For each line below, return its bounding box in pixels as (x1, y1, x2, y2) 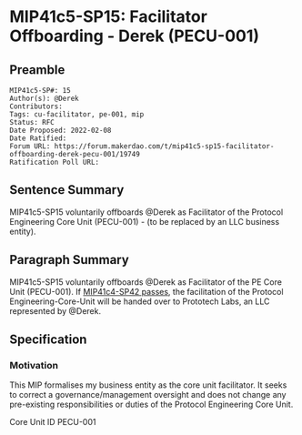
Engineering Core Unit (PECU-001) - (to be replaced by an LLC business (9, 216, 280, 227)
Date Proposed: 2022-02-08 (9, 126, 112, 135)
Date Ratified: (9, 134, 67, 143)
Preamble (9, 62, 65, 77)
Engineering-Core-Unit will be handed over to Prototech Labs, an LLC (9, 296, 270, 307)
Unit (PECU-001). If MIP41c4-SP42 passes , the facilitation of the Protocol (9, 286, 284, 297)
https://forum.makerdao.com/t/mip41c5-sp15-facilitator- (54, 142, 275, 151)
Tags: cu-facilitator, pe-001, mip (9, 110, 145, 119)
